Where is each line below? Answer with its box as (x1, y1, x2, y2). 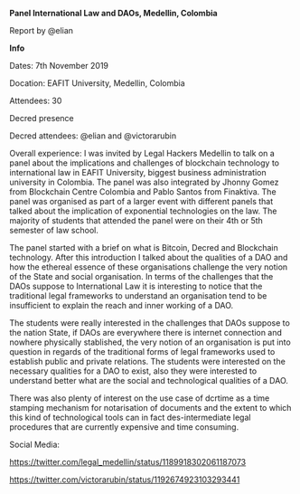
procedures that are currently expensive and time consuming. (9, 422, 239, 432)
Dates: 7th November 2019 (9, 61, 109, 71)
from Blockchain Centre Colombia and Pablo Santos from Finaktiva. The (9, 186, 277, 197)
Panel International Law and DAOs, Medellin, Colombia (9, 8, 219, 18)
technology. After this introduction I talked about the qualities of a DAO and (9, 252, 288, 262)
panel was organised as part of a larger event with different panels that (9, 196, 274, 206)
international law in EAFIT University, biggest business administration (9, 167, 267, 177)
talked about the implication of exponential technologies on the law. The (9, 205, 277, 216)
